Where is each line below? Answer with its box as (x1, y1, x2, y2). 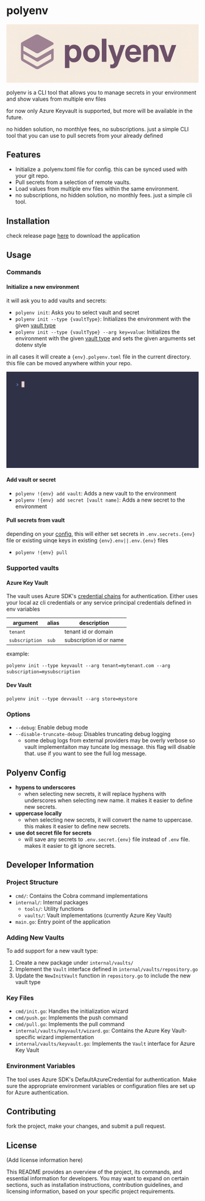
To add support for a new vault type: (6, 947, 98, 954)
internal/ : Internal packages (15, 899, 88, 906)
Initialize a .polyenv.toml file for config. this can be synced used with (15, 166, 188, 173)
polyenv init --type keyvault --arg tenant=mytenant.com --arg (6, 662, 171, 669)
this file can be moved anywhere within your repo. (6, 359, 132, 367)
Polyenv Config (6, 767, 67, 778)
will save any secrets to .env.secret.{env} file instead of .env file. (24, 836, 190, 843)
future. (6, 114, 23, 121)
